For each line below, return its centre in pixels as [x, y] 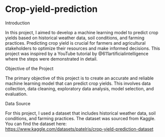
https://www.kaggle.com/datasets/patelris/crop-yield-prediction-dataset [79, 129]
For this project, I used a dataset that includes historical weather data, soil [81, 113]
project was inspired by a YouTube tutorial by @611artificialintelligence [77, 54]
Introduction [18, 23]
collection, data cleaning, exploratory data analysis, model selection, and [80, 88]
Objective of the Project [29, 68]
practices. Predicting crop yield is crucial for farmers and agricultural [76, 43]
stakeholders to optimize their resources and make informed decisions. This [82, 48]
